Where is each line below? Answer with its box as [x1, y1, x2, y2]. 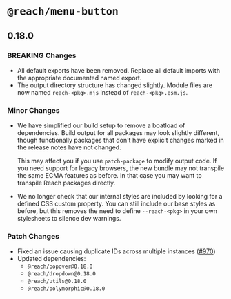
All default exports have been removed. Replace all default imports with [17, 66, 221, 74]
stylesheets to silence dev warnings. [17, 215, 121, 223]
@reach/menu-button [7, 5, 119, 18]
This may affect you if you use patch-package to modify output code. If [17, 157, 217, 165]
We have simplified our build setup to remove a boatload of [17, 121, 185, 129]
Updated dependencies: [17, 255, 86, 263]
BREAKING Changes [7, 51, 77, 60]
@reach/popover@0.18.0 [27, 263, 93, 271]
